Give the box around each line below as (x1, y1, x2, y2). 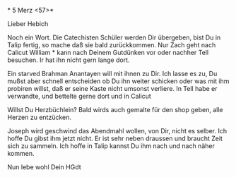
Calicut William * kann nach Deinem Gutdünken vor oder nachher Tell (7, 49, 209, 56)
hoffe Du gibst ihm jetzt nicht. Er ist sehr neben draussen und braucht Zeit (7, 134, 223, 142)
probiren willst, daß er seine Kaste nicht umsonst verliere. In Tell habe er (7, 85, 218, 92)
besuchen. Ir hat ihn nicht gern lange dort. (7, 56, 130, 64)
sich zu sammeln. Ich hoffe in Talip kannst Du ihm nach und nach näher (7, 142, 216, 150)
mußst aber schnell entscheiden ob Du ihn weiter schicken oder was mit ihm (7, 77, 230, 85)
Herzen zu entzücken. (7, 113, 72, 121)
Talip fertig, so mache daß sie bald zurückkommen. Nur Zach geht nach (7, 41, 216, 49)
